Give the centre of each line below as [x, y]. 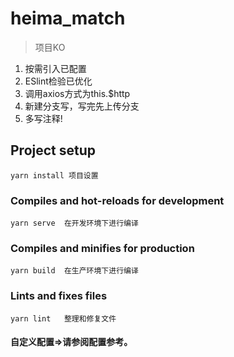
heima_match [68, 18]
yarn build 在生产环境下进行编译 [74, 271]
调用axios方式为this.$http [77, 93]
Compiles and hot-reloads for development [117, 200]
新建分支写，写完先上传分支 [82, 106]
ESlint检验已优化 [58, 81]
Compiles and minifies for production [102, 248]
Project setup [53, 150]
